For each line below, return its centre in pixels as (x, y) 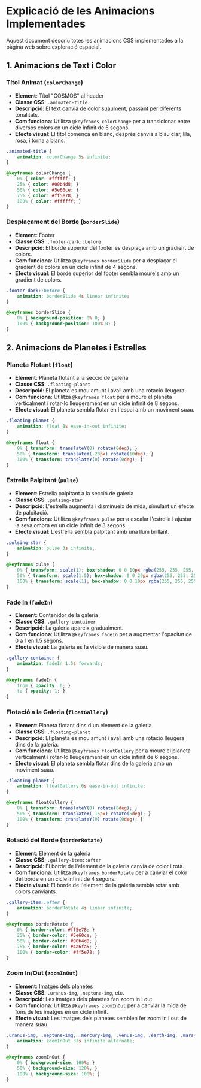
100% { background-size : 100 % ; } (59, 1074)
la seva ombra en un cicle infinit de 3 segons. (71, 525)
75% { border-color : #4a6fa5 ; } (57, 947)
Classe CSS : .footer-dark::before (58, 241)
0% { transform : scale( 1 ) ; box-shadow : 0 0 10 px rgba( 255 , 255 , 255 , (106, 570)
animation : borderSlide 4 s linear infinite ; (73, 296)
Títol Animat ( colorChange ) (45, 83)
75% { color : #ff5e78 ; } (48, 195)
